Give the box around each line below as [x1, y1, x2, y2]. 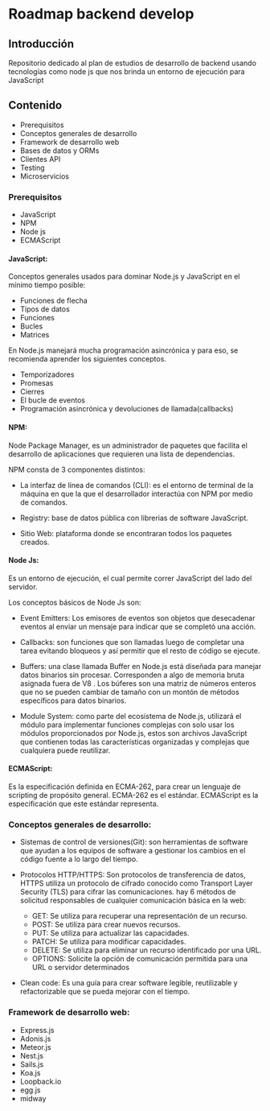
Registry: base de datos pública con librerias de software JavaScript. [19, 513, 249, 522]
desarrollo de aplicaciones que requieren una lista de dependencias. [8, 448, 235, 459]
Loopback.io [19, 1076, 62, 1086]
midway [19, 1093, 47, 1103]
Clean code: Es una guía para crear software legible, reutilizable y [19, 978, 239, 988]
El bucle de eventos [19, 395, 86, 405]
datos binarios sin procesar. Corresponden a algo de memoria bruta [19, 670, 245, 679]
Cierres [19, 387, 45, 397]
